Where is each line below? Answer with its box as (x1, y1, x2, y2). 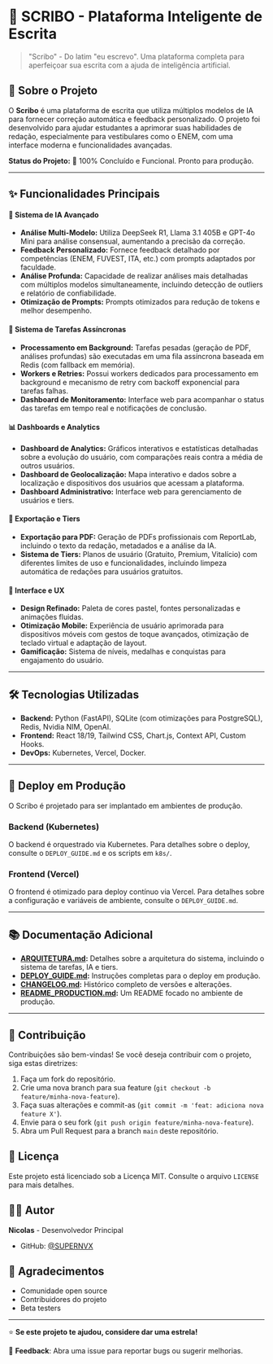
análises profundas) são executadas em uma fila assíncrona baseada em (19, 351, 264, 361)
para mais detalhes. (8, 1180, 75, 1190)
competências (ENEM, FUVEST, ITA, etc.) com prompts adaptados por (19, 254, 256, 264)
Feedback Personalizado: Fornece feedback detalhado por (19, 245, 220, 255)
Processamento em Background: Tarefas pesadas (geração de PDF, (19, 342, 252, 353)
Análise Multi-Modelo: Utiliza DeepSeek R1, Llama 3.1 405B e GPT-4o (19, 228, 256, 238)
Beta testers (19, 1303, 61, 1314)
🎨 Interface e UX (8, 586, 65, 595)
